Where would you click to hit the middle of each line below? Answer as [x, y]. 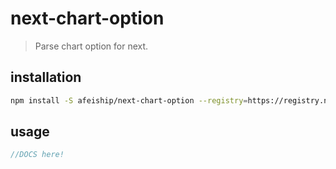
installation [46, 77]
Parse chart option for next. [91, 46]
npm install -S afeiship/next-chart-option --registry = [129, 100]
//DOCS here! [37, 155]
